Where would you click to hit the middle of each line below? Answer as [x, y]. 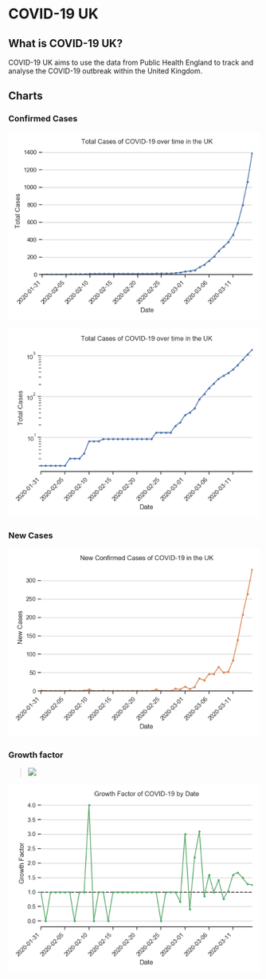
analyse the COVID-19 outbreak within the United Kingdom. [106, 71]
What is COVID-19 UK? [66, 43]
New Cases [31, 535]
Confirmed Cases [43, 119]
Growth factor [36, 755]
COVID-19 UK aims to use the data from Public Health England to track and [131, 62]
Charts [26, 96]
